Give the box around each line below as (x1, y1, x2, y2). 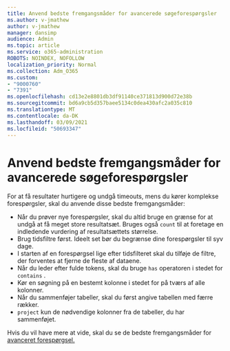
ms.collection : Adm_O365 (7, 67, 79, 74)
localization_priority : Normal (7, 61, 97, 68)
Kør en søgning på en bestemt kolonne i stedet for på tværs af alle (17, 279, 205, 287)
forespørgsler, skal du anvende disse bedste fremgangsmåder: (7, 200, 185, 208)
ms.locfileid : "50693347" (7, 125, 81, 132)
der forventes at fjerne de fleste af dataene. (17, 257, 142, 265)
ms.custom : (7, 74, 39, 81)
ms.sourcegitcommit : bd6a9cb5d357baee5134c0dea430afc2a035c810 (7, 100, 193, 107)
